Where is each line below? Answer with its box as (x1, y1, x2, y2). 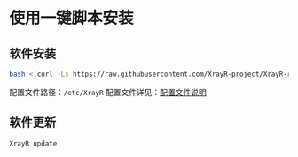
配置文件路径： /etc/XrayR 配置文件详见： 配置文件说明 (9, 86, 207, 97)
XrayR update (9, 138, 58, 148)
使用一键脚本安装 (9, 8, 135, 28)
